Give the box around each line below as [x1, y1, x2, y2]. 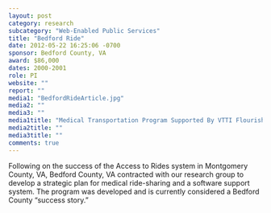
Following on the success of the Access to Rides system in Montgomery [8, 161, 248, 170]
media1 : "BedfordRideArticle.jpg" [8, 94, 125, 102]
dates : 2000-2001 [8, 64, 67, 72]
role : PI [8, 72, 38, 80]
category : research [8, 19, 74, 27]
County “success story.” [8, 195, 89, 205]
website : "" [8, 79, 48, 87]
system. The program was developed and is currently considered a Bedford [8, 186, 260, 196]
